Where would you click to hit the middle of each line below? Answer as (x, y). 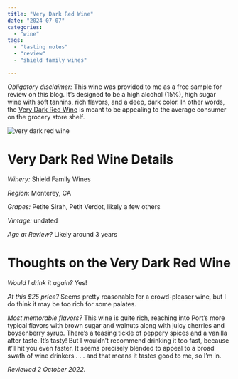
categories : (25, 27)
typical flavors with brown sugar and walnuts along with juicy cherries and (116, 325)
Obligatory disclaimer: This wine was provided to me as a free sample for (115, 87)
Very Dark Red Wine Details (91, 159)
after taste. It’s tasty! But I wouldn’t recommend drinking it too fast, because (118, 340)
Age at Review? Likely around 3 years (63, 234)
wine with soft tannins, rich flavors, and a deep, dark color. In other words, (116, 102)
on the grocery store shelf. (46, 117)
